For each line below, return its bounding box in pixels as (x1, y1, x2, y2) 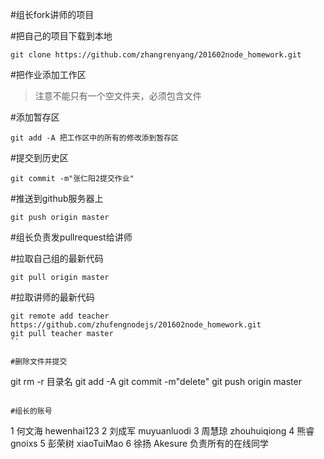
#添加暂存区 (10, 111, 60, 123)
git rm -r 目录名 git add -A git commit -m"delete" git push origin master (10, 376, 302, 387)
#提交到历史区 (10, 152, 69, 163)
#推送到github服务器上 (10, 193, 104, 204)
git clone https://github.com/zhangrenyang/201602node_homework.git (10, 50, 302, 60)
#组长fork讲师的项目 (10, 9, 95, 20)
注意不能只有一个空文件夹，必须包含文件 (34, 90, 202, 102)
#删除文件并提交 (10, 357, 68, 367)
